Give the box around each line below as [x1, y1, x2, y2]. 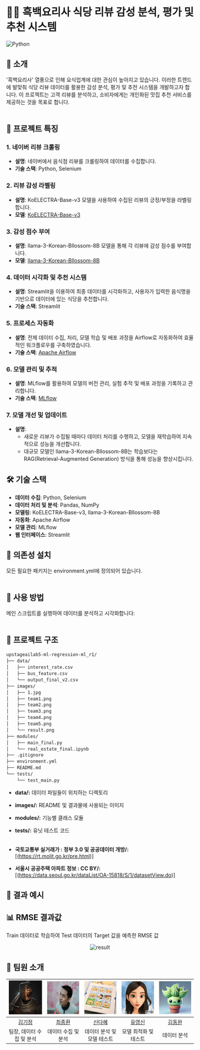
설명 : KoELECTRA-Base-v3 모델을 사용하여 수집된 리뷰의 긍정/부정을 [14, 196, 176, 203]
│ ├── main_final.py [6, 739, 62, 746]
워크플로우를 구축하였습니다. [26, 341, 92, 348]
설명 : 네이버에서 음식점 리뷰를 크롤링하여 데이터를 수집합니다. [14, 158, 157, 165]
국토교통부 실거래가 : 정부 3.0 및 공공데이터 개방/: [14, 846, 129, 853]
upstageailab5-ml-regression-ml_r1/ [6, 652, 97, 658]
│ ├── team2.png [6, 702, 52, 708]
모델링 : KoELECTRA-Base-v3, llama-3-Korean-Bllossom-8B [14, 509, 160, 516]
